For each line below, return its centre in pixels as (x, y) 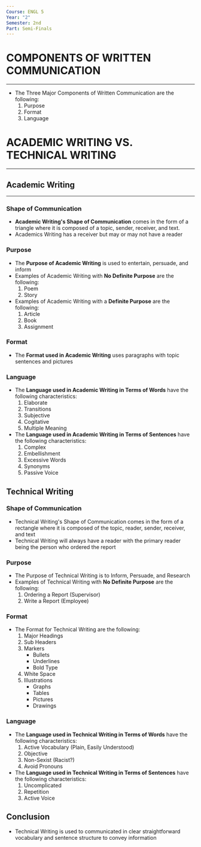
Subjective (37, 415)
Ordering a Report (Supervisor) (62, 595)
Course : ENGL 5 (25, 12)
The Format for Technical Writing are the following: (77, 630)
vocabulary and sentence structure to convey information (86, 837)
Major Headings (43, 636)
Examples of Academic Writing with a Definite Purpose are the (92, 301)
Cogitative (36, 422)
